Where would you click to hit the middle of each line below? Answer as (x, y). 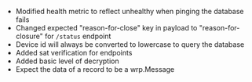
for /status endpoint (78, 36)
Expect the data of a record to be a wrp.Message (95, 69)
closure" (29, 36)
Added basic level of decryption (67, 61)
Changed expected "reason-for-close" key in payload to (106, 28)
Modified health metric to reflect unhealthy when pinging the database (130, 11)
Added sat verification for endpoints (74, 53)
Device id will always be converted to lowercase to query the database (130, 45)
